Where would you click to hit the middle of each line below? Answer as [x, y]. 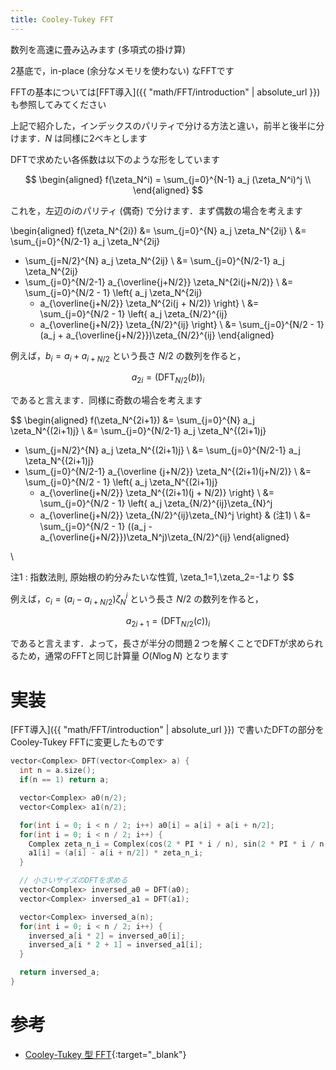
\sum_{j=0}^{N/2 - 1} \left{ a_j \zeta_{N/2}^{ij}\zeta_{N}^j [156, 503]
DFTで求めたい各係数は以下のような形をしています [115, 159]
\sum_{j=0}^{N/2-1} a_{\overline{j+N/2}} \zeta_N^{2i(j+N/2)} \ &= [159, 282]
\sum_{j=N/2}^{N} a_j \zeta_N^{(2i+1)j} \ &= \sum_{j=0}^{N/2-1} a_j [162, 450]
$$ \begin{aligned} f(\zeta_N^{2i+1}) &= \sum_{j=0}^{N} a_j [132, 420]
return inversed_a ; [60, 972]
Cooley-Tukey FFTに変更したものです [87, 742]
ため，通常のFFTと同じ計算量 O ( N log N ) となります [124, 656]
